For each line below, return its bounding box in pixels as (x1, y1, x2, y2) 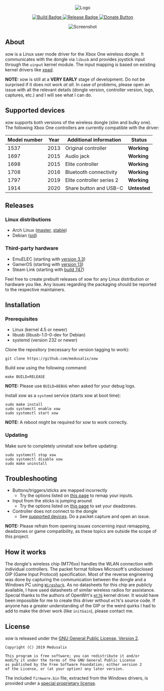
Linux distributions (5, 216, 51, 223)
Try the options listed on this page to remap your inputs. (19, 493, 134, 498)
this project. (5, 533, 30, 539)
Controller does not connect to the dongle (12, 508, 98, 514)
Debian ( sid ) (12, 232, 37, 238)
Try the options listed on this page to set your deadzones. (19, 503, 137, 509)
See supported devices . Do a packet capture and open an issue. (19, 514, 150, 520)
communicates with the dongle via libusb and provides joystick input (5, 56, 145, 62)
